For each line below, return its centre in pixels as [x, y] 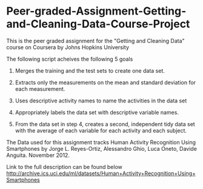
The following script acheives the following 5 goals [70, 59]
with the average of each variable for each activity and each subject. [101, 130]
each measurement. [40, 88]
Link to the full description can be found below [65, 167]
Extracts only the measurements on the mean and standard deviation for [105, 82]
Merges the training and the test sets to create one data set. [90, 70]
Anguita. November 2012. [38, 155]
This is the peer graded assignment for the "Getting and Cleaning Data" [95, 41]
